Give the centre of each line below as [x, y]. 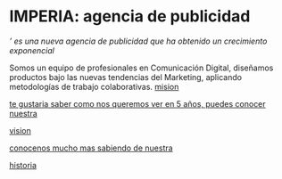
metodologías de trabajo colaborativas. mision [94, 86]
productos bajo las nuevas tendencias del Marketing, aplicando [126, 77]
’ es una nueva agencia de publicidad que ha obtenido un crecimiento [138, 41]
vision [20, 130]
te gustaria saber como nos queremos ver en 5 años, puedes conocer [137, 103]
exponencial [32, 50]
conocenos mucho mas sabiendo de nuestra [91, 148]
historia [23, 165]
